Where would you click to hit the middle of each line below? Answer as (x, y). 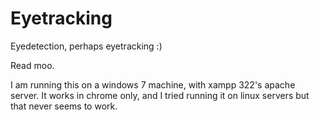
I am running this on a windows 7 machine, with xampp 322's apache (153, 84)
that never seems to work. (64, 106)
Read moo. (32, 65)
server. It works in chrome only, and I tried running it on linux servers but (160, 95)
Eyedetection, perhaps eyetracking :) (86, 46)
